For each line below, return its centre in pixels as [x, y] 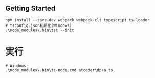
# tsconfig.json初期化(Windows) [39, 25]
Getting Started [30, 8]
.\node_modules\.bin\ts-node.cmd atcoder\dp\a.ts [59, 70]
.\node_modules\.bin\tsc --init [40, 30]
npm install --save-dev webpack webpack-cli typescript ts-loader [77, 20]
